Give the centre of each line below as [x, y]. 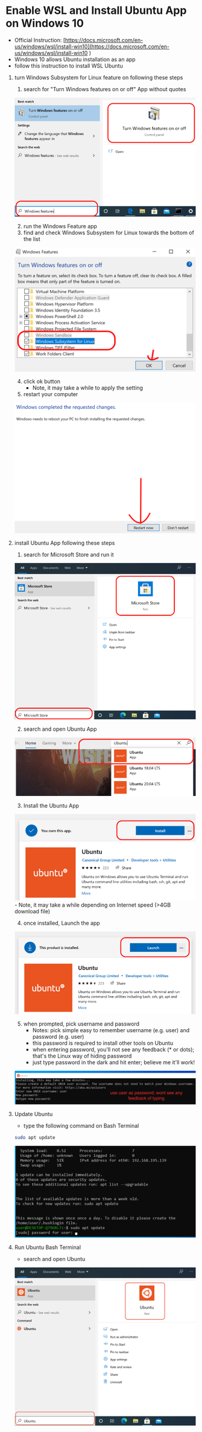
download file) [32, 911]
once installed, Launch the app [62, 923]
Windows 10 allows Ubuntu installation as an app [75, 59]
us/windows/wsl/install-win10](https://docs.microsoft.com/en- [92, 47]
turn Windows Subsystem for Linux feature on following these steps [99, 77]
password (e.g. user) [58, 1036]
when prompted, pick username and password [81, 1024]
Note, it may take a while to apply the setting [87, 388]
